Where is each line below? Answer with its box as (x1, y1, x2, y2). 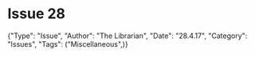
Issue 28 (7, 5, 65, 23)
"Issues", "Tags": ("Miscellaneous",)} (7, 39, 128, 48)
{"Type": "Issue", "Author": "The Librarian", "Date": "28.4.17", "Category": (7, 31, 248, 40)
